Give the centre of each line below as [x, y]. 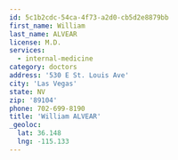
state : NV [28, 92]
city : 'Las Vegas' [43, 84]
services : [28, 51]
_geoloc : [25, 125]
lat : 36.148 [40, 133]
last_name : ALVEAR [43, 34]
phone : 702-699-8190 [48, 108]
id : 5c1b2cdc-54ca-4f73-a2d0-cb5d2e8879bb [89, 17]
